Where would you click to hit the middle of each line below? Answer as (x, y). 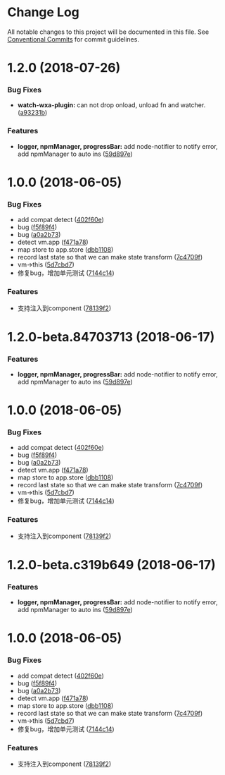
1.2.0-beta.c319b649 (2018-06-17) (111, 565)
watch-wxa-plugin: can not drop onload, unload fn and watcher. (111, 105)
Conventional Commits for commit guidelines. (73, 39)
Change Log (43, 12)
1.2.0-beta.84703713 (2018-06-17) (111, 337)
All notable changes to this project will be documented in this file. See (108, 32)
